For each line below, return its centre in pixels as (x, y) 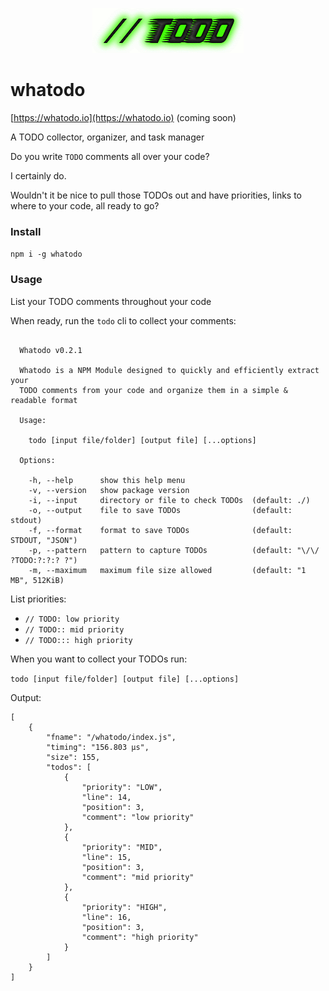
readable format (44, 400)
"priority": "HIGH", (124, 907)
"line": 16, (106, 917)
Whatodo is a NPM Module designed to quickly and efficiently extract (169, 370)
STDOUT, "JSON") (44, 540)
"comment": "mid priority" (138, 877)
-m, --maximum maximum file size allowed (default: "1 (167, 570)
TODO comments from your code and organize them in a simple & (153, 390)
